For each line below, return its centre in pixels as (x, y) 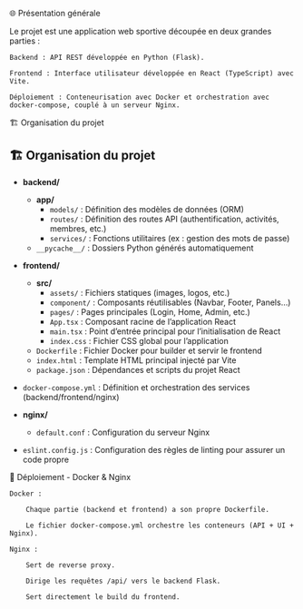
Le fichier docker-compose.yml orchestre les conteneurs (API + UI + (160, 526)
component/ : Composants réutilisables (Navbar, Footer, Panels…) (170, 302)
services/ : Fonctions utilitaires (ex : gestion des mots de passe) (170, 238)
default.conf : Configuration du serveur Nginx (123, 432)
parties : (25, 41)
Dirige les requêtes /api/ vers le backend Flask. (123, 581)
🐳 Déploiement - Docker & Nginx (70, 476)
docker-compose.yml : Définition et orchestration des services (136, 387)
